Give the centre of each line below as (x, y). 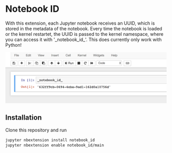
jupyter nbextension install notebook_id (50, 140)
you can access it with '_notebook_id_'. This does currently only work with (84, 40)
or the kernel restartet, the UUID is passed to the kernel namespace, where (84, 34)
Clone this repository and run (36, 130)
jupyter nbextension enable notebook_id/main (55, 145)
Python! (14, 45)
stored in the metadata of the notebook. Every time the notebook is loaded (84, 28)
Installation (24, 118)
